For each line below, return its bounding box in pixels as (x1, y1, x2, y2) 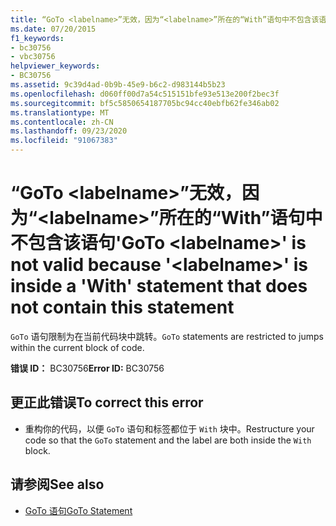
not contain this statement (10, 296, 235, 319)
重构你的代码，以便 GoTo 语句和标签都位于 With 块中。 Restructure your (24, 422, 315, 435)
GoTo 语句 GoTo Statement (24, 504, 133, 516)
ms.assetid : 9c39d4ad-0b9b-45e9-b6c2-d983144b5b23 (10, 80, 226, 90)
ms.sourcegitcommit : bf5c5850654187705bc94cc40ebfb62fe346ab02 (10, 98, 280, 108)
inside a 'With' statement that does (10, 275, 308, 298)
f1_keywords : (10, 33, 65, 43)
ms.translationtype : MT (10, 107, 110, 118)
